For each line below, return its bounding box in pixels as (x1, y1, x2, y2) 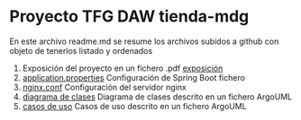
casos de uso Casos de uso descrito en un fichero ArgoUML (22, 100, 248, 111)
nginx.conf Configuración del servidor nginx (22, 81, 187, 92)
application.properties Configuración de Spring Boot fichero (22, 72, 246, 82)
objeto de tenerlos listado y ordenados (9, 45, 153, 56)
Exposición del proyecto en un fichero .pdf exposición (22, 63, 223, 73)
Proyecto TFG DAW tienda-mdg (9, 6, 250, 27)
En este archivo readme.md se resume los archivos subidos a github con (9, 36, 279, 47)
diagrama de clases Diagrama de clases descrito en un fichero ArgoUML (22, 91, 293, 102)
